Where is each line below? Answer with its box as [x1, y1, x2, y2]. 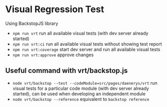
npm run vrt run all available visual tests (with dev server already [12, 30, 149, 36]
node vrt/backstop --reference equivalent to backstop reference [12, 96, 150, 102]
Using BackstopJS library [5, 20, 58, 26]
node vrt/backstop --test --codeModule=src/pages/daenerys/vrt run [12, 80, 158, 86]
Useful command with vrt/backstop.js [5, 66, 128, 75]
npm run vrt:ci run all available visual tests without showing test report [12, 41, 162, 47]
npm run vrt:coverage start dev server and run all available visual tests [12, 46, 161, 52]
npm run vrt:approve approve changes [12, 52, 94, 58]
